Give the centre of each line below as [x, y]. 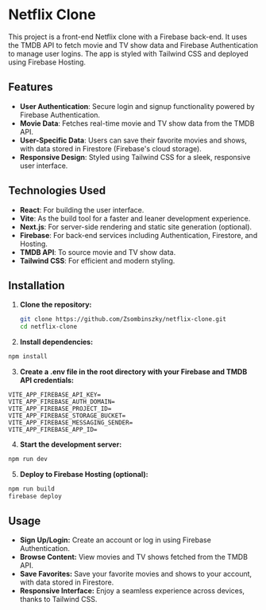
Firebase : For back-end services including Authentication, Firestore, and [139, 235]
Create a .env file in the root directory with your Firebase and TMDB [133, 371]
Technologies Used [57, 191]
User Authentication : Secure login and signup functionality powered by [137, 106]
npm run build [32, 489]
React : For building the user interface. [82, 209]
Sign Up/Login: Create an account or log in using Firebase [116, 540]
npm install [28, 357]
